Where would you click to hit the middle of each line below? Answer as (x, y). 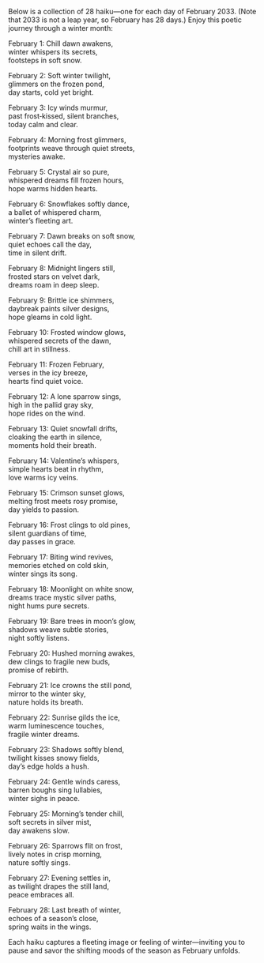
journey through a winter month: (60, 28)
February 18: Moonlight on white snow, (71, 589)
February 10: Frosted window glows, (67, 332)
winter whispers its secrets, (53, 52)
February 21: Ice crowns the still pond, (70, 685)
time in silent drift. (38, 253)
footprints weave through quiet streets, (72, 148)
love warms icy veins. (43, 478)
